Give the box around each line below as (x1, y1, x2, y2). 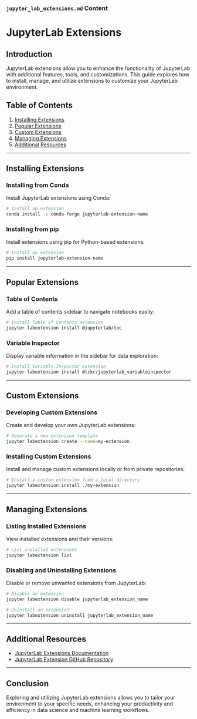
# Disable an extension (6, 590, 64, 597)
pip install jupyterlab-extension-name (6, 256, 104, 261)
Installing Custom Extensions (6, 452, 91, 461)
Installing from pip (6, 225, 59, 233)
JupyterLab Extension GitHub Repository (14, 656, 113, 663)
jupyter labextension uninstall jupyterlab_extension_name (6, 612, 154, 618)
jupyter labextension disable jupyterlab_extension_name (6, 596, 148, 602)
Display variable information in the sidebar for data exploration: (6, 352, 158, 359)
